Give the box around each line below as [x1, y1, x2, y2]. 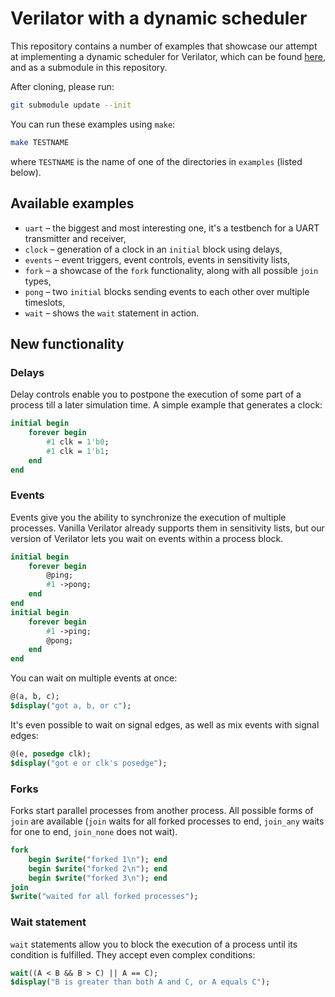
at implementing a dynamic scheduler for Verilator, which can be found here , [10, 50, 326, 62]
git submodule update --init [10, 100, 132, 110]
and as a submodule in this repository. [10, 61, 168, 73]
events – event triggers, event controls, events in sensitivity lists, [24, 253, 291, 266]
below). [10, 166, 42, 178]
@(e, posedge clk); [10, 748, 92, 759]
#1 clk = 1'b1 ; [46, 446, 110, 456]
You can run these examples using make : [10, 118, 176, 130]
